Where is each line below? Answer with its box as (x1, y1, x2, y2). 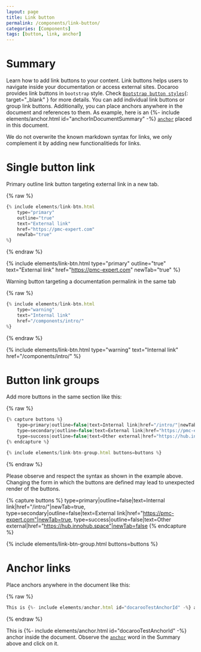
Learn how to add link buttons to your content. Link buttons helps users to (6, 77, 188, 84)
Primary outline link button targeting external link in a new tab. (6, 181, 159, 187)
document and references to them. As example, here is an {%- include (6, 109, 180, 116)
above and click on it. (6, 639, 59, 647)
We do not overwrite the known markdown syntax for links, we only (6, 133, 172, 141)
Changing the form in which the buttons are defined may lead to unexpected (6, 478, 194, 486)
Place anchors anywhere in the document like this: (6, 581, 130, 588)
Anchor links (6, 561, 71, 574)
